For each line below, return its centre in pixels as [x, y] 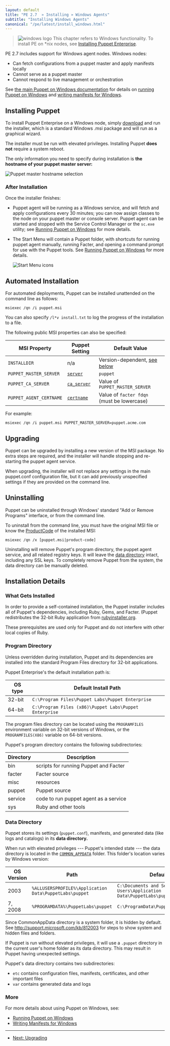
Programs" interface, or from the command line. [55, 515]
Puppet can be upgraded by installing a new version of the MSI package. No [85, 450]
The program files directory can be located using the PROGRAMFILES [74, 724]
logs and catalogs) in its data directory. [47, 838]
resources [48, 782]
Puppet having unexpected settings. [43, 954]
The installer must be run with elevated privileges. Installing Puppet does [81, 144]
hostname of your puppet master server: [49, 164]
